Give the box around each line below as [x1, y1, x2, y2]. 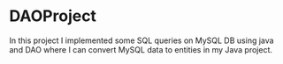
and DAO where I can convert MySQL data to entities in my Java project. [9, 44, 272, 54]
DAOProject [9, 6, 97, 26]
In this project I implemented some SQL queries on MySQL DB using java [9, 35, 274, 46]
